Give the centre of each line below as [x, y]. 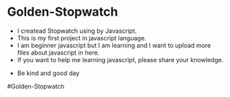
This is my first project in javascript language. [82, 38]
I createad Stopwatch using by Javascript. [77, 31]
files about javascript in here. [58, 53]
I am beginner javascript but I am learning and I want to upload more [114, 45]
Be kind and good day [48, 73]
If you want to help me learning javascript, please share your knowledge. [120, 59]
